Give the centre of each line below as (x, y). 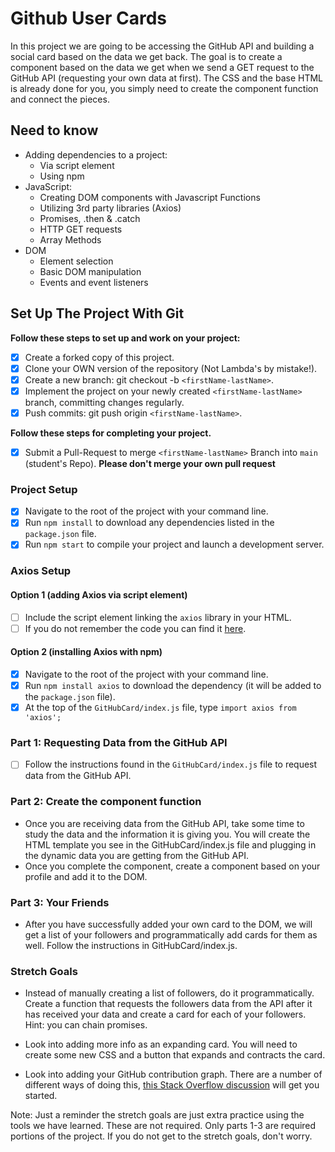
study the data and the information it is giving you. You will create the (167, 834)
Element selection (76, 261)
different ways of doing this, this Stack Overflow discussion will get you (172, 1085)
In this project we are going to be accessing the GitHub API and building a (162, 46)
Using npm (62, 176)
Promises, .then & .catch (90, 218)
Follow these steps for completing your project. (111, 433)
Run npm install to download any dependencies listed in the (149, 523)
